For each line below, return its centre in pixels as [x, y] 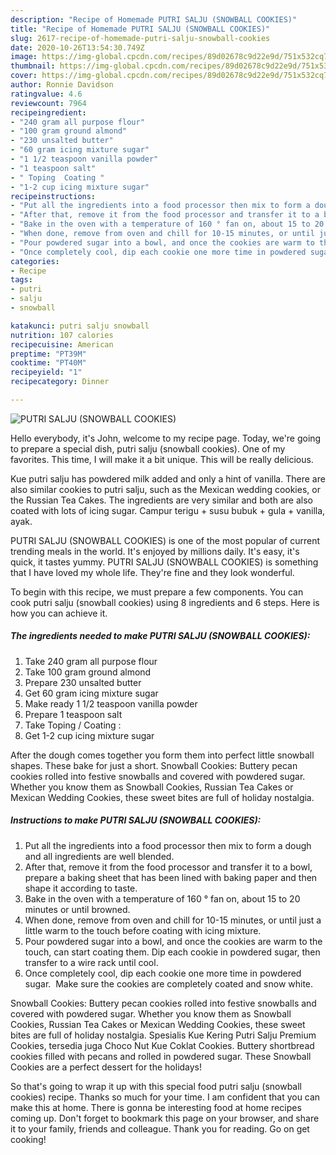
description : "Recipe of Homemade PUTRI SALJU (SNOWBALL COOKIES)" [154, 19]
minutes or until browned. [77, 909]
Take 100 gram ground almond [88, 672]
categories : [35, 261]
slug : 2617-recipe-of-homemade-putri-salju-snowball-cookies [140, 38]
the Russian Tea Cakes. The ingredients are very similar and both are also [161, 500]
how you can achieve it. [59, 613]
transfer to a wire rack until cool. [91, 962]
